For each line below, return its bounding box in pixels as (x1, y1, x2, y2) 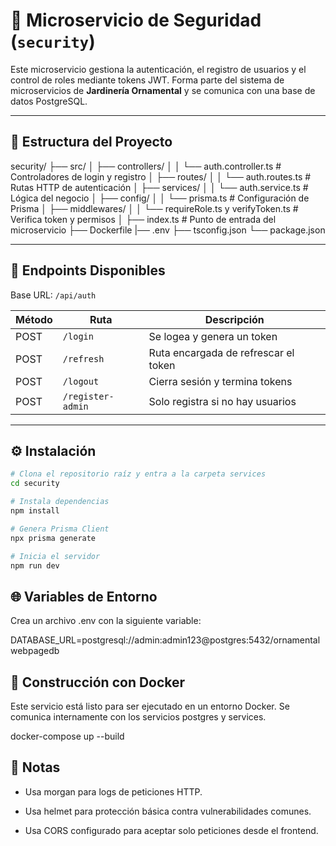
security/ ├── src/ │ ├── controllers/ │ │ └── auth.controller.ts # (10, 160, 282, 172)
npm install (10, 506, 60, 516)
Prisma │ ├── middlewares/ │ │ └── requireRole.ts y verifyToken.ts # (10, 202, 299, 214)
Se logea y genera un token (148, 329, 278, 343)
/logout (62, 375, 100, 387)
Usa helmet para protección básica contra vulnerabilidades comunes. (24, 805, 312, 817)
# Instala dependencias (10, 497, 110, 507)
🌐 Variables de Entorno (10, 588, 158, 605)
